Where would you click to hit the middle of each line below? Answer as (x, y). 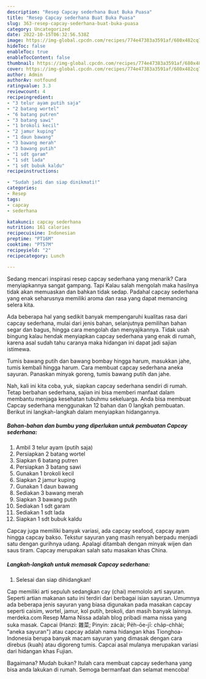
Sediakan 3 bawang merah (50, 493)
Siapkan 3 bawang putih (46, 500)
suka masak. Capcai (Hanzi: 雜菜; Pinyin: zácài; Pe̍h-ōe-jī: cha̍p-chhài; (96, 625)
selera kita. (21, 305)
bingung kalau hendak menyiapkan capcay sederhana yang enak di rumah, (101, 336)
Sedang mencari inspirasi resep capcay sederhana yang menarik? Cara (97, 278)
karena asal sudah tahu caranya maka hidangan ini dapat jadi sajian (92, 343)
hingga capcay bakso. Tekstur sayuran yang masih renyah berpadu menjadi (102, 537)
